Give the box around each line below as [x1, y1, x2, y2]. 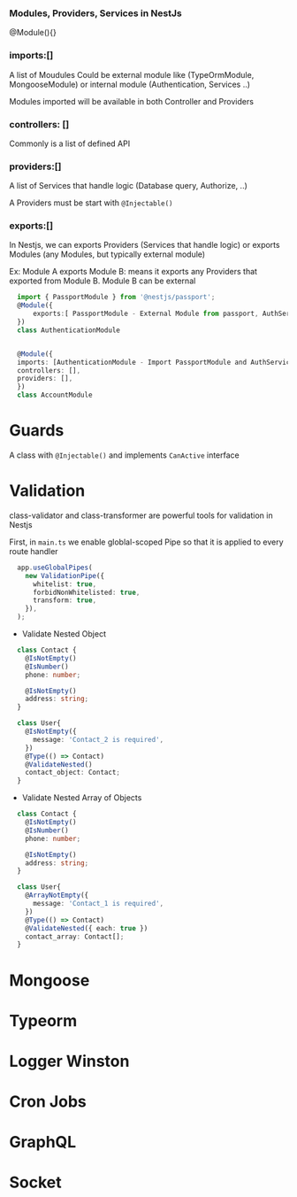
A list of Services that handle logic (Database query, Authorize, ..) [9, 181, 247, 191]
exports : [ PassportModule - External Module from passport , [32, 309, 259, 319]
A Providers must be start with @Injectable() [9, 197, 174, 208]
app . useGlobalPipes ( [17, 563, 93, 572]
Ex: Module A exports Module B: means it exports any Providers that [9, 266, 258, 277]
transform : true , [32, 596, 97, 605]
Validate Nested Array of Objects [21, 792, 142, 803]
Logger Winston [9, 1051, 130, 1071]
